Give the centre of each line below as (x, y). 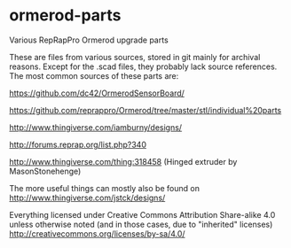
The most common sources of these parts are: (94, 75)
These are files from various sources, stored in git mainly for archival (135, 57)
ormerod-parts (65, 15)
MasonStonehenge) (45, 171)
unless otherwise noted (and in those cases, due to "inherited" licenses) (141, 224)
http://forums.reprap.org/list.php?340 (78, 144)
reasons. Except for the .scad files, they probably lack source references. (143, 66)
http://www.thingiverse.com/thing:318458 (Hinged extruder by (123, 161)
